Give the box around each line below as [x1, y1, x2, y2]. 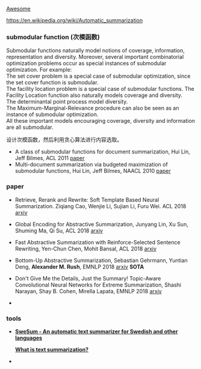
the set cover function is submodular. [6, 79, 99, 86]
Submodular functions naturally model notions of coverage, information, [6, 47, 185, 54]
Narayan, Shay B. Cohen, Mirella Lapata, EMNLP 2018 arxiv [14, 287, 162, 294]
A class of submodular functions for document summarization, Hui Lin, [14, 148, 191, 155]
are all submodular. [6, 123, 54, 131]
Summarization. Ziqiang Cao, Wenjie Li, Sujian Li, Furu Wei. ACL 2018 [14, 202, 187, 209]
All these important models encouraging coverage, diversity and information [6, 117, 196, 125]
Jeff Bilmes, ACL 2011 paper [14, 155, 85, 162]
